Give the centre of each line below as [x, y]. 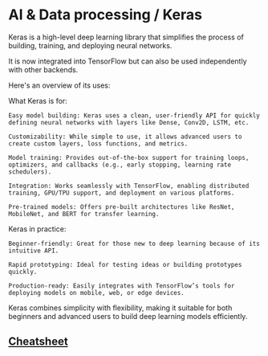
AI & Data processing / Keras [106, 15]
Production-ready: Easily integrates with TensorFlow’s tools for [122, 286]
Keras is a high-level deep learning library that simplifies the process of [126, 37]
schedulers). [30, 172]
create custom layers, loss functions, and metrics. [98, 143]
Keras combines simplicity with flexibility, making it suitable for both [120, 308]
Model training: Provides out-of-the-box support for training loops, [129, 158]
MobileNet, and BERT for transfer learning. [84, 214]
